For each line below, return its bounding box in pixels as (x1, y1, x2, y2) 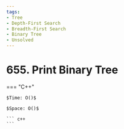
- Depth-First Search (6, 20, 61, 26)
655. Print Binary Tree (6, 63, 119, 77)
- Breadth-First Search (6, 25, 67, 32)
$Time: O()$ (6, 94, 36, 101)
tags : (6, 8, 20, 15)
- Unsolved (6, 37, 34, 43)
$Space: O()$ (6, 105, 39, 111)
